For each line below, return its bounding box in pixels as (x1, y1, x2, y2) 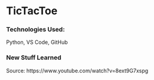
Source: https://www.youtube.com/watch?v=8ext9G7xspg (6, 67, 149, 74)
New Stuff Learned (6, 53, 62, 62)
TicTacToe (6, 4, 58, 18)
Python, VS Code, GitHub (6, 39, 68, 46)
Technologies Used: (6, 25, 65, 34)
